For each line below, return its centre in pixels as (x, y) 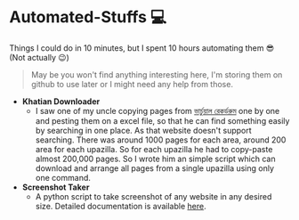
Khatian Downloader (61, 101)
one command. (63, 177)
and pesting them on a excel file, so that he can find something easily (162, 120)
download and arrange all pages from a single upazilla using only (154, 168)
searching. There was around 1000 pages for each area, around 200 (161, 140)
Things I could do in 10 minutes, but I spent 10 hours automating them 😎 (141, 48)
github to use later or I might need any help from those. (132, 84)
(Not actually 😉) (39, 57)
